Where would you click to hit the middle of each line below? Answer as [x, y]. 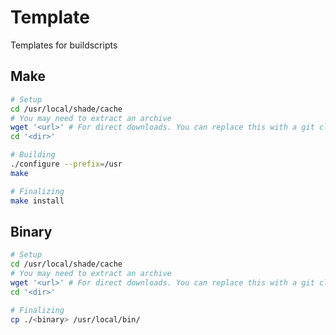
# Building [33, 155]
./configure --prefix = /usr [66, 164]
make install [37, 201]
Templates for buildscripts [64, 45]
